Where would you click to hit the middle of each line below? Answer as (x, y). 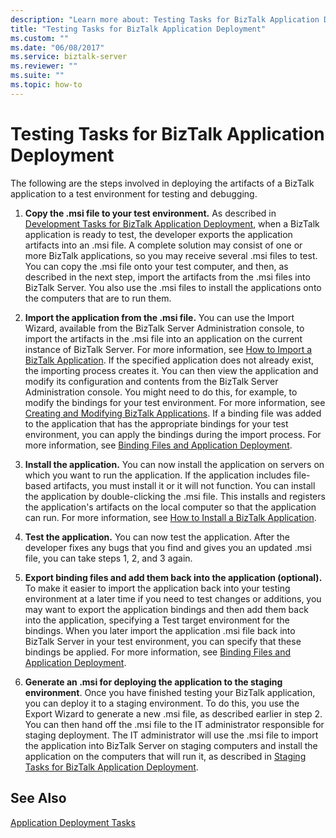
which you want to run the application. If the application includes (158, 475)
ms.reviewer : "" (44, 66)
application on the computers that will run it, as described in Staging (165, 756)
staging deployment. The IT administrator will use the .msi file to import (171, 735)
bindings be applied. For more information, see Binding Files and (157, 652)
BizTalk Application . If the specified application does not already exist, (169, 360)
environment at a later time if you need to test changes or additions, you (173, 598)
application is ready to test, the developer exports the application (158, 234)
